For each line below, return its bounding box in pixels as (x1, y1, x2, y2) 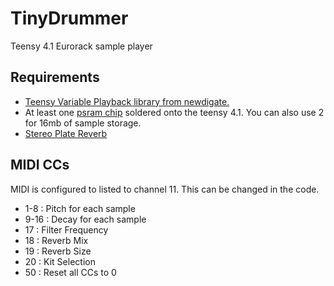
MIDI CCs (10, 157, 70, 174)
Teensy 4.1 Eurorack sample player (10, 40, 153, 52)
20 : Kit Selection (24, 255, 96, 267)
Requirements (10, 69, 100, 86)
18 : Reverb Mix (24, 234, 89, 246)
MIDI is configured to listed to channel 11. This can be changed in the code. (10, 183, 320, 195)
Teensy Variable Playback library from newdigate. (24, 95, 230, 107)
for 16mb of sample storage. (24, 117, 142, 129)
